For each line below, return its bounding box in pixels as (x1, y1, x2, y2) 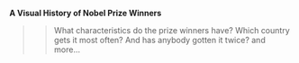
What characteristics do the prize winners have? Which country (53, 25, 290, 35)
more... (53, 44, 81, 55)
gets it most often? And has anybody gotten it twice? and (53, 35, 266, 45)
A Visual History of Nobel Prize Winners (9, 8, 162, 18)
